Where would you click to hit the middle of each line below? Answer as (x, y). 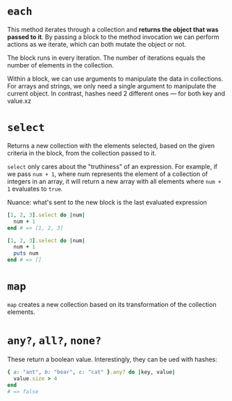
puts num (26, 253)
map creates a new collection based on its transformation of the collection (112, 304)
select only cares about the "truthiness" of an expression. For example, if (112, 166)
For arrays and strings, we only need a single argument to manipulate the (112, 86)
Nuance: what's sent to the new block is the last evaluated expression (107, 202)
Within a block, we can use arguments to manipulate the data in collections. (115, 79)
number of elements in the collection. (61, 65)
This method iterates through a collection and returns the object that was (113, 29)
